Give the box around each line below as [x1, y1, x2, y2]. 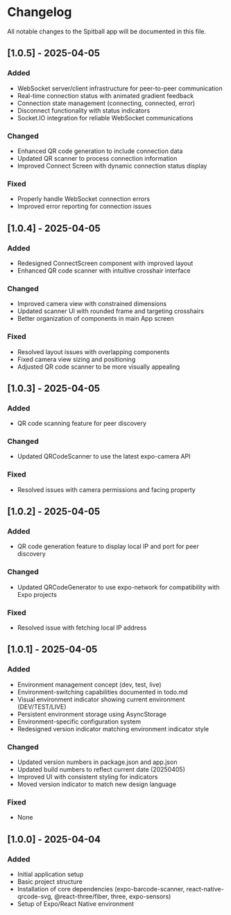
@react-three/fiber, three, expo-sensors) [54, 892, 171, 901]
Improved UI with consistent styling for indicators [17, 773, 158, 781]
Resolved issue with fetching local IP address [17, 623, 147, 632]
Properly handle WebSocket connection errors [17, 195, 151, 203]
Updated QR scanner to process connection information [17, 154, 178, 162]
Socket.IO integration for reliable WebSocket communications [17, 113, 194, 122]
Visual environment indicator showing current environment [17, 695, 185, 703]
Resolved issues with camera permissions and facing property [17, 485, 196, 494]
